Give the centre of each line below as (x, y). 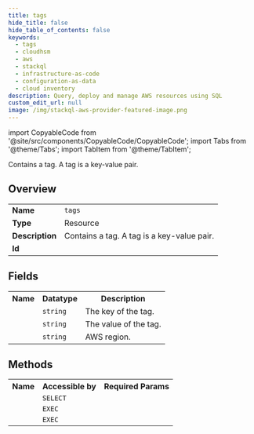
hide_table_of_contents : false (59, 30)
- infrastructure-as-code (58, 74)
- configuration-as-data (56, 81)
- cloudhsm (33, 52)
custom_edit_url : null (45, 103)
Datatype (60, 298)
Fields (24, 277)
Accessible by (69, 387)
